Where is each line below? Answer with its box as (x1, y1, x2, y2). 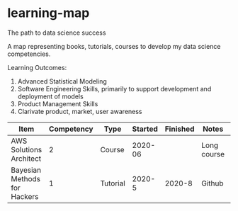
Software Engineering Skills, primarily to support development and (17, 84, 212, 93)
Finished (164, 124, 195, 134)
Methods (11, 173, 41, 183)
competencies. (7, 50, 51, 58)
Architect (11, 154, 42, 164)
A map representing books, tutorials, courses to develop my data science (7, 42, 221, 50)
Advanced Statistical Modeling (17, 76, 108, 86)
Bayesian (11, 165, 41, 175)
